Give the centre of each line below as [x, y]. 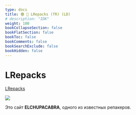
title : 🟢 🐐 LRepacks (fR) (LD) [38, 14]
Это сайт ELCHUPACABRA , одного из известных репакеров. [68, 107]
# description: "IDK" [27, 19]
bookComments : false [26, 42]
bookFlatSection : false [29, 32]
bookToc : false [21, 37]
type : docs [16, 10]
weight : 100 [17, 23]
